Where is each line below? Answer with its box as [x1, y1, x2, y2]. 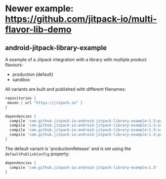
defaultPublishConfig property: [5, 151, 70, 157]
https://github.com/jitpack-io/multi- [5, 13, 157, 25]
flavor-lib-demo [5, 24, 72, 35]
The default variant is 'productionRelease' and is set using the [5, 145, 131, 151]
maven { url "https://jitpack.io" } [7, 100, 83, 105]
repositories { [5, 96, 37, 101]
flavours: [5, 62, 23, 68]
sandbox [12, 77, 31, 82]
